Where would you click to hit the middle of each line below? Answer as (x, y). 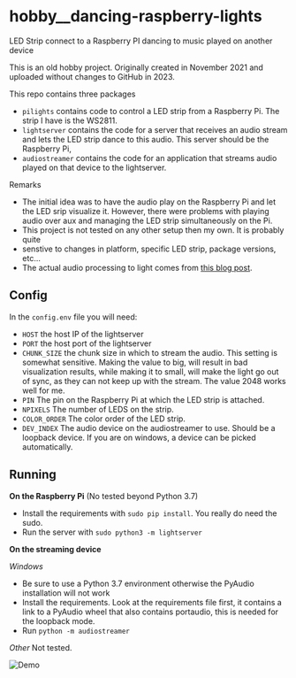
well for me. (43, 390)
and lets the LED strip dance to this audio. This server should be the (145, 139)
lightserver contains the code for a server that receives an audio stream (155, 129)
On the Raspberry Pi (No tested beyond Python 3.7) (104, 496)
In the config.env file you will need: (73, 317)
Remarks (25, 184)
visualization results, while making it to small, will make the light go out (150, 371)
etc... (31, 258)
